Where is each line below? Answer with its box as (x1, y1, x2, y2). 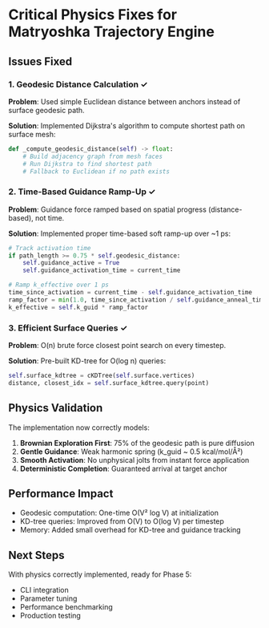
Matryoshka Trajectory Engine (8, 22, 215, 41)
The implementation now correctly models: (8, 423, 150, 432)
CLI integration (19, 585, 70, 595)
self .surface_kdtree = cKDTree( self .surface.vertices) (8, 371, 195, 379)
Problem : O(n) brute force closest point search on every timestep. (8, 340, 227, 350)
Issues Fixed (8, 55, 73, 68)
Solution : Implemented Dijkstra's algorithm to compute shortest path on (8, 120, 246, 130)
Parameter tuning (19, 594, 78, 603)
